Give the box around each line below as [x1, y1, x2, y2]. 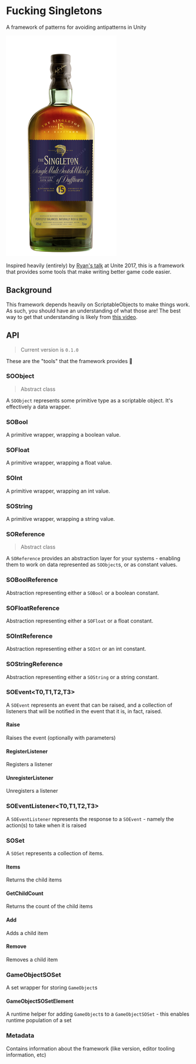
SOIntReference [6, 631, 53, 640]
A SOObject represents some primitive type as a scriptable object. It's [6, 397, 174, 404]
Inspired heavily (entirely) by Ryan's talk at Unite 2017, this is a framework [6, 262, 185, 269]
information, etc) [6, 1051, 46, 1058]
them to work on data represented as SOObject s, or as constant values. [6, 561, 178, 568]
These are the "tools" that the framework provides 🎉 [6, 357, 133, 364]
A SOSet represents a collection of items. [6, 850, 104, 857]
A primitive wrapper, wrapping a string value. [6, 516, 115, 523]
